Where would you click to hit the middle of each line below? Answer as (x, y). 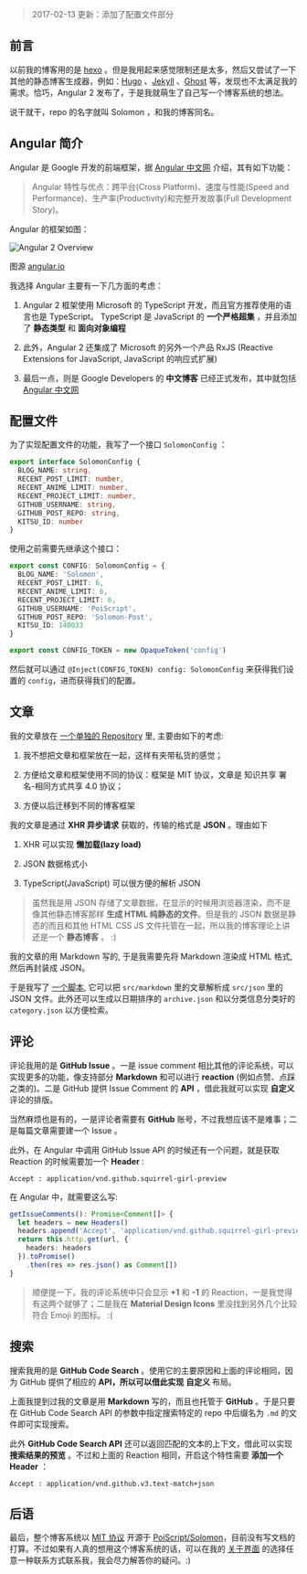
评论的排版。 (33, 1100)
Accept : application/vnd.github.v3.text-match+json (112, 1484)
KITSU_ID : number (51, 521)
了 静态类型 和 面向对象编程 (74, 327)
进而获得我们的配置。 (100, 681)
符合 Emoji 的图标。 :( (72, 1314)
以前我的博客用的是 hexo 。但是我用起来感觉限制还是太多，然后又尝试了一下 (153, 69)
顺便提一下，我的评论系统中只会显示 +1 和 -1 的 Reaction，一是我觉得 (162, 1292)
